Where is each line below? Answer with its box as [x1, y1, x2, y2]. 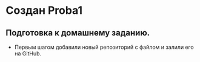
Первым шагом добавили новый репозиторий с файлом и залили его [14, 43, 195, 51]
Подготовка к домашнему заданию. [5, 28, 150, 38]
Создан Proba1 [5, 4, 83, 17]
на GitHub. [14, 50, 42, 57]
